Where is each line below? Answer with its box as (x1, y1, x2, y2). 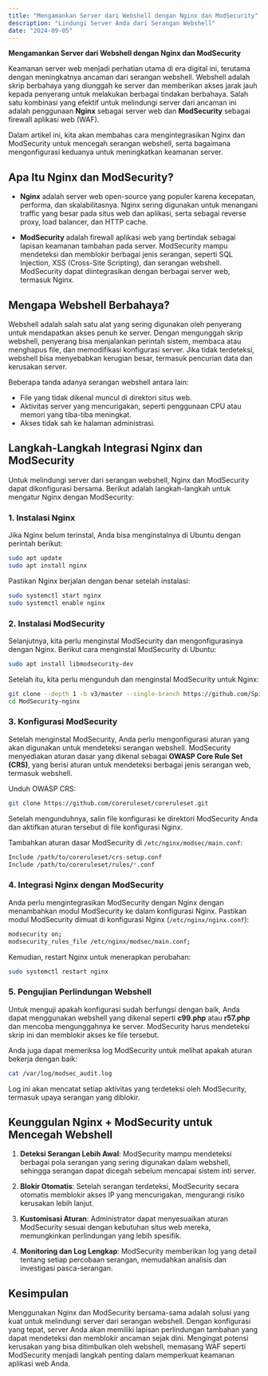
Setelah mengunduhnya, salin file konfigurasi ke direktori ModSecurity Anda (8, 813, 258, 823)
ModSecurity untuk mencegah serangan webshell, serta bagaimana (8, 139, 231, 149)
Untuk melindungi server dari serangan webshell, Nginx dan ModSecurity (8, 475, 250, 484)
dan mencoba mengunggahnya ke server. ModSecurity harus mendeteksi (8, 1021, 250, 1031)
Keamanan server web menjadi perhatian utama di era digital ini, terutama (8, 64, 251, 74)
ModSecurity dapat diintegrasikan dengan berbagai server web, (19, 267, 231, 276)
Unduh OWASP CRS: (8, 784, 77, 793)
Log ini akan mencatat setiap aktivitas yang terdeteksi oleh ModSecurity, (8, 1084, 247, 1093)
